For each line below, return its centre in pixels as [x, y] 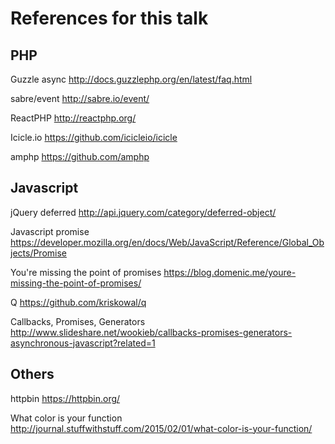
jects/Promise [39, 253]
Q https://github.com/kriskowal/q [78, 302]
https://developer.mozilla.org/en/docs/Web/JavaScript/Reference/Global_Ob [167, 242]
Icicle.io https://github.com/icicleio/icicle [94, 137]
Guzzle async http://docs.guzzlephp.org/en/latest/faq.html [131, 79]
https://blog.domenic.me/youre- [230, 272]
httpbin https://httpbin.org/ [65, 398]
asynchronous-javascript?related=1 [83, 343]
